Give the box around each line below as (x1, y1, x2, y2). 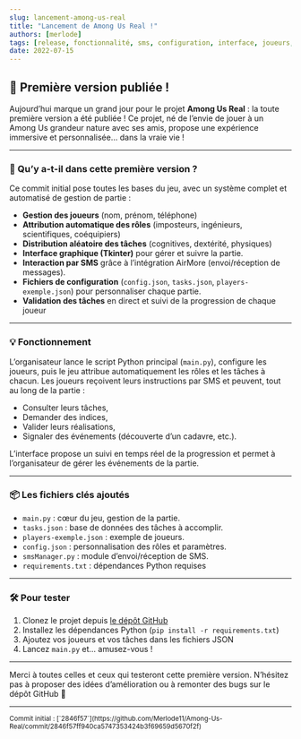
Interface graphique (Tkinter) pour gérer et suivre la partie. (21, 248, 244, 259)
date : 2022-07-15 (9, 47, 74, 56)
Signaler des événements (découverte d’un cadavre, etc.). (21, 431, 237, 442)
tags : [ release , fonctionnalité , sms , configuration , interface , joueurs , (9, 38, 295, 47)
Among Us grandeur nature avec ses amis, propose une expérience (9, 122, 260, 133)
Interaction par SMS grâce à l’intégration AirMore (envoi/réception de (21, 257, 280, 269)
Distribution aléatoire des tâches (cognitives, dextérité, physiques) (21, 238, 272, 249)
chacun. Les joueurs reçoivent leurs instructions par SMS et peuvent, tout (9, 375, 281, 386)
